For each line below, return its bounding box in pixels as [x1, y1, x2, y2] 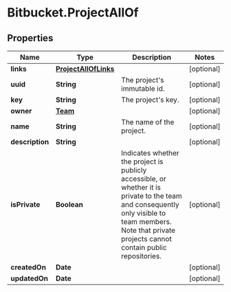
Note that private [121, 225, 176, 235]
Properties [7, 32, 54, 44]
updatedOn [10, 273, 49, 283]
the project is [121, 157, 164, 166]
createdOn [10, 262, 47, 272]
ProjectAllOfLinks [55, 64, 115, 74]
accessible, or [121, 174, 166, 183]
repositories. [121, 251, 162, 260]
